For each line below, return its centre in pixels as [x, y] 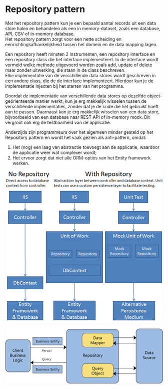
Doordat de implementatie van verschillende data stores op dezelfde [76, 96]
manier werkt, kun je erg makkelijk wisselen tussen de [91, 101]
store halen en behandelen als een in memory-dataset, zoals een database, [83, 28]
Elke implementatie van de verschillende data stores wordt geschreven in [80, 75]
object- [155, 96]
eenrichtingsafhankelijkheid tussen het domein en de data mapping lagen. [81, 44]
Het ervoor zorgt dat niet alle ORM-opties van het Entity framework [81, 158]
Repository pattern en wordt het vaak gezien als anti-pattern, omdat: [76, 137]
